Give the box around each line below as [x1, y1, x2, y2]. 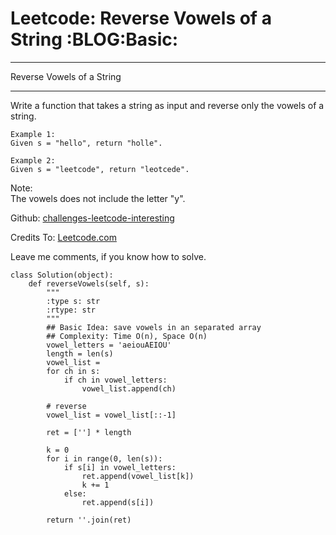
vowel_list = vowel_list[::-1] [46, 410, 177, 420]
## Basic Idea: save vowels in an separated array [46, 322, 262, 332]
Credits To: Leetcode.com [10, 231, 117, 243]
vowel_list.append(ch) [81, 383, 177, 394]
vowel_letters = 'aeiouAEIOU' [46, 340, 172, 350]
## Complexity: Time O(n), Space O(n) [46, 331, 208, 341]
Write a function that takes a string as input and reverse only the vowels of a [10, 99, 325, 111]
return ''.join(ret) [46, 515, 132, 525]
